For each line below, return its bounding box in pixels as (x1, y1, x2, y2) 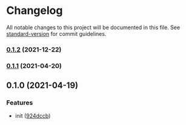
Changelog (6, 4, 63, 18)
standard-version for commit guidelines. (6, 30, 107, 37)
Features (6, 98, 33, 107)
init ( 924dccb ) (15, 112, 51, 120)
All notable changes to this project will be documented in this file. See (6, 24, 181, 31)
